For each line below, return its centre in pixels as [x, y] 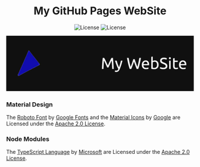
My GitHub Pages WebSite [100, 11]
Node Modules [28, 139]
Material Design [29, 104]
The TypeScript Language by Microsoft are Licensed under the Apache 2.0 [98, 152]
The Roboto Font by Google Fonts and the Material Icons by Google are [93, 117]
